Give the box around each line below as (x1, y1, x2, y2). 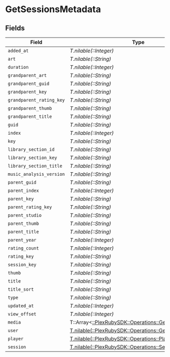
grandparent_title (8, 114, 52, 120)
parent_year (8, 237, 37, 243)
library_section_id (8, 147, 55, 152)
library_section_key (8, 155, 57, 161)
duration (8, 64, 29, 70)
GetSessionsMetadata (5, 4, 101, 15)
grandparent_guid (8, 81, 50, 87)
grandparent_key (8, 89, 47, 95)
